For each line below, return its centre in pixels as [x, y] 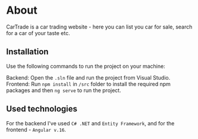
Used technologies [42, 109]
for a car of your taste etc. [38, 33]
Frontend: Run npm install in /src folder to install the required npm [89, 84]
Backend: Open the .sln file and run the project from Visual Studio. [88, 77]
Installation [27, 52]
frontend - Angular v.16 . [36, 129]
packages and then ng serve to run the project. [64, 90]
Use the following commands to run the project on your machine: [86, 66]
